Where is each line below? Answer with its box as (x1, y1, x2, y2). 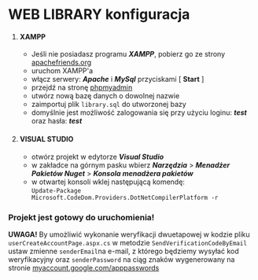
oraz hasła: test (31, 116, 83, 126)
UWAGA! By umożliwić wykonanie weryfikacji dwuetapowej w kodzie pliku (8, 230, 250, 239)
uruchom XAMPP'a (31, 66, 94, 76)
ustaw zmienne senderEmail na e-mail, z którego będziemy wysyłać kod (8, 246, 240, 256)
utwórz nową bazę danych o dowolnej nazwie (31, 91, 180, 101)
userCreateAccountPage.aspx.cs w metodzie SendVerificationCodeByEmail (8, 238, 248, 247)
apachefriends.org (31, 57, 92, 68)
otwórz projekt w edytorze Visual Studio (31, 152, 164, 161)
